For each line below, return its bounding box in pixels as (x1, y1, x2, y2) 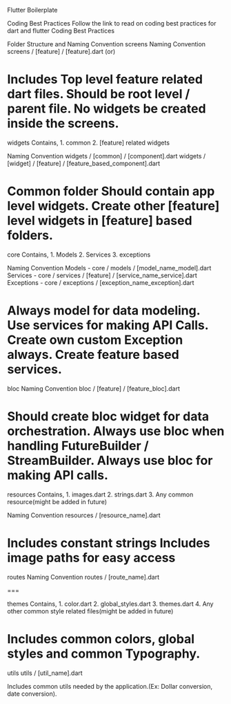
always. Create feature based (7, 347, 179, 362)
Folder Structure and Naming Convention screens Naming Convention (7, 40, 205, 48)
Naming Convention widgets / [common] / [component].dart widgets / (7, 151, 206, 160)
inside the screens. (7, 115, 119, 131)
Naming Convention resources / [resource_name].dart (7, 511, 161, 519)
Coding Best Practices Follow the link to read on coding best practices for (7, 19, 217, 27)
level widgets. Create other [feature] (7, 198, 220, 214)
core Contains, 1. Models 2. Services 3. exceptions (7, 250, 151, 259)
